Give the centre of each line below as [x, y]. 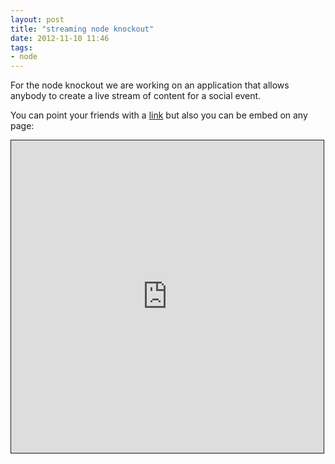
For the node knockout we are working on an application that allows [150, 85]
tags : [21, 47]
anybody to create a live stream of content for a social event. [136, 96]
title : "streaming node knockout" [82, 29]
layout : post [37, 19]
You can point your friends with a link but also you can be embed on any [159, 115]
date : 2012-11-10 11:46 [60, 38]
